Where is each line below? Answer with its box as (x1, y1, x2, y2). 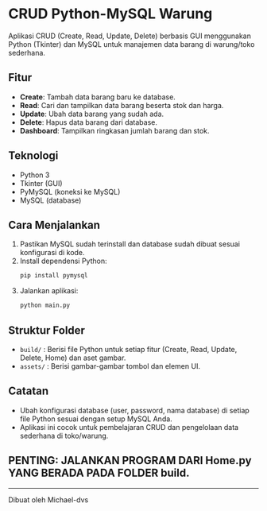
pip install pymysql (19, 272, 88, 280)
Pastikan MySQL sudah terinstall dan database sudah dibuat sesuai (19, 239, 241, 249)
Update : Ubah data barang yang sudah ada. (19, 109, 164, 118)
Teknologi (8, 149, 59, 163)
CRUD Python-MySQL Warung (8, 5, 213, 23)
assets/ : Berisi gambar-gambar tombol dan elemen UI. (19, 361, 201, 370)
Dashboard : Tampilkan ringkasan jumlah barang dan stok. (19, 126, 210, 135)
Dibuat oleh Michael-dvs (8, 494, 89, 505)
